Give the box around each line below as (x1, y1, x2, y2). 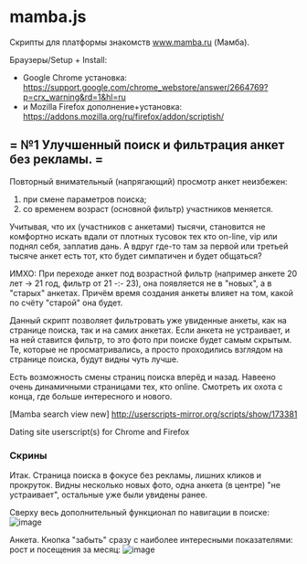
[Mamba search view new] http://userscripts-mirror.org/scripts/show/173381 (9, 409, 298, 420)
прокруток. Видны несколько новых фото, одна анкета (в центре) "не (9, 480, 281, 491)
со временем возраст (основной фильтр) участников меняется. (22, 203, 274, 214)
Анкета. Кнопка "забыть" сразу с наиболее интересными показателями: (9, 535, 293, 546)
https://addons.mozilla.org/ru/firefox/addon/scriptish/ (22, 111, 225, 122)
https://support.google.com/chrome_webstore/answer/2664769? (22, 81, 269, 92)
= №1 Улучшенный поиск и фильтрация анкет (9, 137, 285, 153)
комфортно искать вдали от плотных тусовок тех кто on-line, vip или (9, 230, 278, 241)
